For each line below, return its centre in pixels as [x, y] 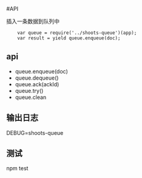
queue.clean [31, 97]
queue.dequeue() [37, 78]
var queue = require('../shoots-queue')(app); [77, 33]
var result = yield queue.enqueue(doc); [69, 38]
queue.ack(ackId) [37, 84]
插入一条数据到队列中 [33, 21]
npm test [17, 168]
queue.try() [29, 91]
